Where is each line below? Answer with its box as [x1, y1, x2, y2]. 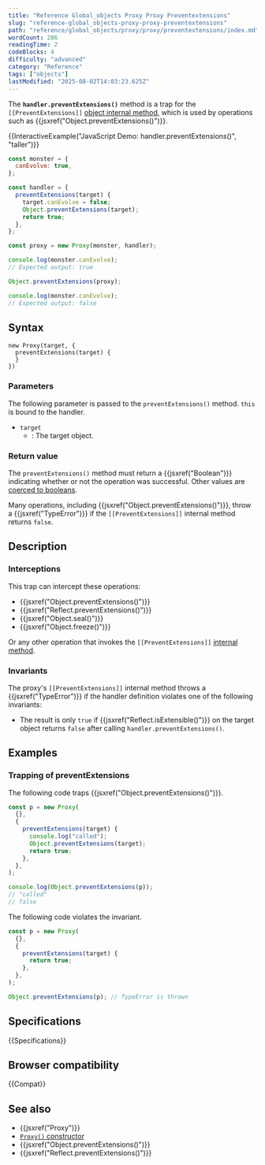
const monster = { [8, 154, 69, 162]
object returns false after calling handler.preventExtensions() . [19, 723, 225, 733]
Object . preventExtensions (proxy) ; [8, 277, 122, 285]
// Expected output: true [8, 263, 93, 271]
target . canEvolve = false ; [22, 198, 111, 206]
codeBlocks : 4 [8, 48, 55, 56]
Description [8, 540, 67, 553]
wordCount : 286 [8, 33, 58, 42]
